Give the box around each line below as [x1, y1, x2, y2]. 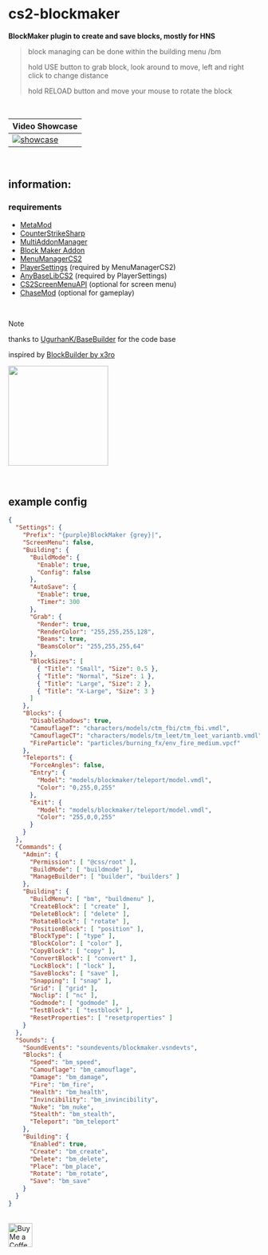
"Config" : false [37, 568, 91, 576]
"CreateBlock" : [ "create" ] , [29, 902, 130, 911]
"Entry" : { [29, 768, 66, 777]
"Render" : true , [37, 620, 91, 628]
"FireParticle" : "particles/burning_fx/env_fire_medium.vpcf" [29, 739, 241, 747]
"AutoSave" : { [29, 583, 77, 591]
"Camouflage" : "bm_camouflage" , [29, 1066, 137, 1074]
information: [8, 177, 72, 192]
